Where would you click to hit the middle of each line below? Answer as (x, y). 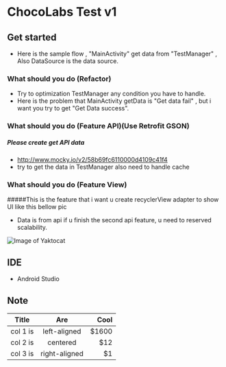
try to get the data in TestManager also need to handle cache (103, 167)
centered (62, 342)
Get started (32, 37)
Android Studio (38, 279)
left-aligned (62, 331)
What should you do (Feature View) (67, 185)
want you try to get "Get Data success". (73, 108)
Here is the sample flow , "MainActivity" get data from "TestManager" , (117, 54)
